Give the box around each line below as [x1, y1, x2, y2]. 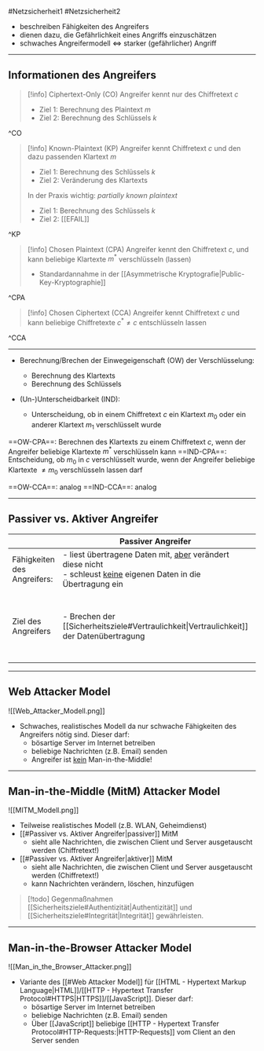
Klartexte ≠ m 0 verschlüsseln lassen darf [8, 465, 143, 476]
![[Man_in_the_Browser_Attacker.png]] [8, 962, 132, 972]
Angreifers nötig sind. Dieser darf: [19, 730, 130, 739]
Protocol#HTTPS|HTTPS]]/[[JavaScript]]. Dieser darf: [19, 994, 194, 1004]
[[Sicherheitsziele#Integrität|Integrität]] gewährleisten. [27, 911, 204, 921]
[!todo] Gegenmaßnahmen [27, 895, 114, 904]
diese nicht [62, 558, 104, 569]
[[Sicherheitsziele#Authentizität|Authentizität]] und [27, 903, 192, 912]
